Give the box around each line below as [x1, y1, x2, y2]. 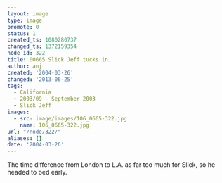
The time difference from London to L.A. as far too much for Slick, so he [7, 160, 216, 169]
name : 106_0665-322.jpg [20, 121, 90, 129]
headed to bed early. [7, 168, 68, 177]
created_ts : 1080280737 [7, 37, 77, 44]
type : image [7, 17, 42, 24]
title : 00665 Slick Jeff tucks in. [7, 56, 112, 63]
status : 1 [7, 30, 37, 37]
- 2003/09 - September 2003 [13, 96, 96, 103]
